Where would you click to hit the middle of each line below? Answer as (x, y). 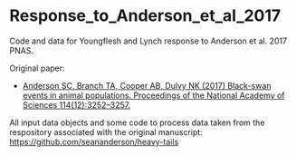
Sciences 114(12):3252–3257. (76, 104)
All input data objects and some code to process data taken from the (137, 122)
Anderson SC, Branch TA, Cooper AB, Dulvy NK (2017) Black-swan (147, 85)
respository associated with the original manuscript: (106, 132)
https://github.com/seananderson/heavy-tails (94, 141)
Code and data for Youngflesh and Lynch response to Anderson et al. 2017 (148, 41)
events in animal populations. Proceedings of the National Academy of (153, 95)
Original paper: (37, 68)
